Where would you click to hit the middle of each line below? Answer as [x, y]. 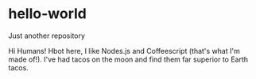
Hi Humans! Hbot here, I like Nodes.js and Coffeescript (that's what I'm [124, 51]
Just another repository [47, 36]
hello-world [48, 14]
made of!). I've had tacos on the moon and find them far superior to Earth [128, 59]
